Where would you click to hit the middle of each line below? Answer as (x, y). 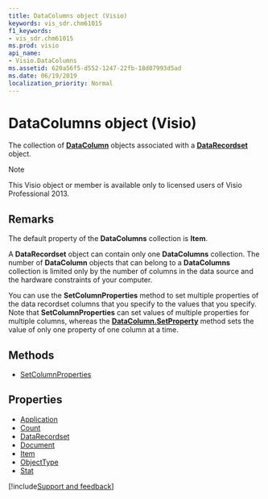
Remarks (31, 219)
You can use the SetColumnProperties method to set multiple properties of (134, 296)
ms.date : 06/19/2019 (43, 76)
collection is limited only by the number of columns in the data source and (131, 272)
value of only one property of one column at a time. (93, 330)
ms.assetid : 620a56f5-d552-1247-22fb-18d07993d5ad (95, 69)
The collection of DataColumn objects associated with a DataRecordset (128, 145)
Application (39, 419)
